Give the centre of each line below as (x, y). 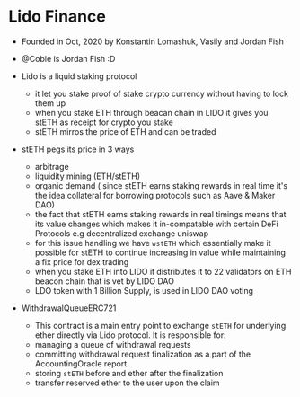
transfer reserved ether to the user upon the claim (128, 383)
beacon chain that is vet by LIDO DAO (104, 281)
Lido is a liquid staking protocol (79, 76)
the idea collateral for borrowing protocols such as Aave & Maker (155, 195)
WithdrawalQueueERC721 (69, 308)
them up (50, 103)
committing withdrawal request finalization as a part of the (143, 354)
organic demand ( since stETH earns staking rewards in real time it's (161, 185)
